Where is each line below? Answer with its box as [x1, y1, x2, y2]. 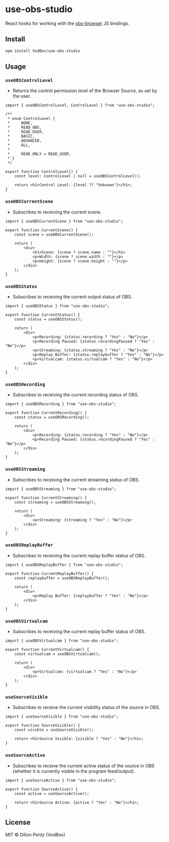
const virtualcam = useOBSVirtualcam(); [14, 651, 101, 657]
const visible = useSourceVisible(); [14, 727, 94, 733]
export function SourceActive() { [5, 786, 78, 792]
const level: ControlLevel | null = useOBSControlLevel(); [14, 173, 142, 179]
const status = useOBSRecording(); [14, 415, 90, 420]
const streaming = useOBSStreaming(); [14, 500, 96, 505]
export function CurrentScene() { [5, 228, 78, 233]
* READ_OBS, [7, 125, 42, 130]
